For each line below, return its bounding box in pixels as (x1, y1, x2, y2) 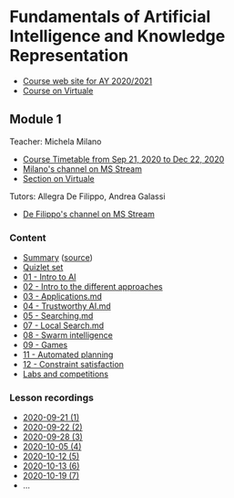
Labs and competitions (22, 368, 109, 380)
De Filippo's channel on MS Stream (22, 208, 155, 219)
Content (9, 231, 47, 244)
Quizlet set (22, 262, 64, 273)
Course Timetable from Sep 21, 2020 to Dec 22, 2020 (22, 154, 225, 164)
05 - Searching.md (22, 311, 94, 322)
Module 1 (9, 111, 62, 127)
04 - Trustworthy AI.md (22, 301, 111, 312)
